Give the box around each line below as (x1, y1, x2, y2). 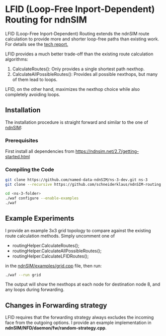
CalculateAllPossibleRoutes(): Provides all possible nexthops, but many (12, 71, 158, 77)
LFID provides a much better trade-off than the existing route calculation (5, 51, 154, 57)
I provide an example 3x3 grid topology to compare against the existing (5, 227, 151, 233)
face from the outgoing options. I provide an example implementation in (5, 320, 152, 326)
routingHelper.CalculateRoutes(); (12, 242, 80, 248)
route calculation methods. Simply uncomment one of (5, 233, 115, 239)
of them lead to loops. (12, 76, 58, 82)
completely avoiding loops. (5, 91, 61, 97)
